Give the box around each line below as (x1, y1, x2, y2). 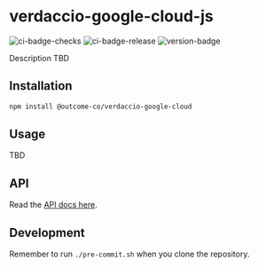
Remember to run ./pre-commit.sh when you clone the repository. (9, 248, 250, 259)
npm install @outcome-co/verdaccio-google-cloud (9, 102, 192, 111)
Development (9, 225, 86, 240)
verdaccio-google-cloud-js (9, 6, 215, 27)
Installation (9, 78, 73, 94)
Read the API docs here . (9, 200, 98, 210)
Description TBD (9, 52, 69, 63)
